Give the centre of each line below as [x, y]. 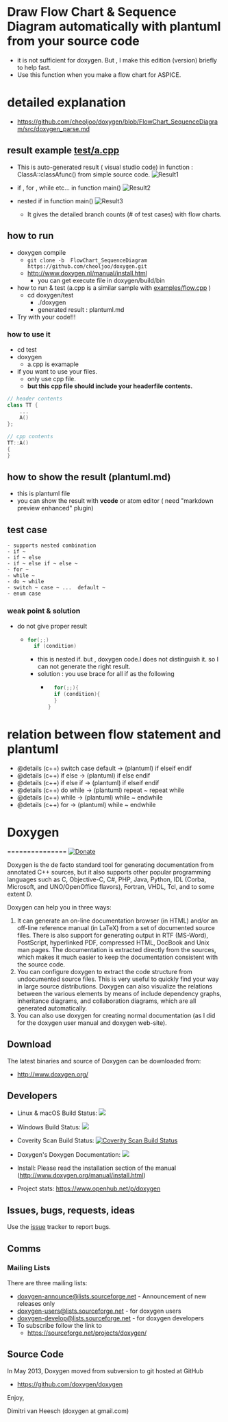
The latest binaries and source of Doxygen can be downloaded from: [104, 1061]
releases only [36, 1303]
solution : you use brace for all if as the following [106, 674]
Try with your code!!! [46, 317]
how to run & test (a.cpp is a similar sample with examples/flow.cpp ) [114, 287]
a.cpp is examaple [53, 364]
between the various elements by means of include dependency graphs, [119, 993]
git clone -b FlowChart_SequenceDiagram [87, 260]
